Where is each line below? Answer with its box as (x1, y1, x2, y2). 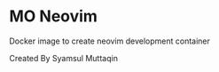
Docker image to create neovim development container (9, 36, 211, 46)
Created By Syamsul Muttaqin (9, 52, 118, 63)
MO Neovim (9, 6, 98, 27)
